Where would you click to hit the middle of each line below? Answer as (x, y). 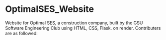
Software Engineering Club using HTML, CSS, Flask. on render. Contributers (83, 28)
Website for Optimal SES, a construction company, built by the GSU (74, 23)
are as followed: (22, 33)
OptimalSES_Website (50, 9)
